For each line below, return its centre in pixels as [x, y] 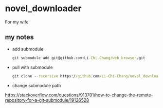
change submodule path [36, 85]
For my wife [17, 22]
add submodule [28, 49]
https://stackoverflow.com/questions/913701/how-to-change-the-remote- [79, 95]
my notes [19, 37]
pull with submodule [32, 67]
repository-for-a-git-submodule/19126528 [47, 100]
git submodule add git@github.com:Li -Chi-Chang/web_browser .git [79, 58]
